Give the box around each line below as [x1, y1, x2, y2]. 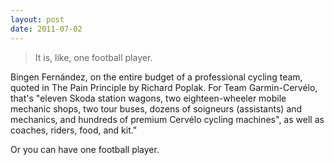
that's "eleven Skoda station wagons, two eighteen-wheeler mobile [10, 92, 287, 104]
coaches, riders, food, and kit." [10, 124, 138, 136]
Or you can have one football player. [10, 143, 160, 155]
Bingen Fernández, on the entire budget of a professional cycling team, [10, 71, 303, 83]
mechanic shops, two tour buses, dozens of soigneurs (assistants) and [10, 102, 303, 115]
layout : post [10, 14, 65, 25]
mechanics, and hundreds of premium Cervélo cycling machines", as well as [10, 113, 325, 125]
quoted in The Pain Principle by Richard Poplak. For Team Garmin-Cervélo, [10, 81, 318, 93]
